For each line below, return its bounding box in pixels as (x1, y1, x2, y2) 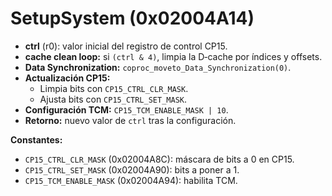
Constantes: (10, 133, 63, 146)
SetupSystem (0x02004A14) (10, 7, 255, 30)
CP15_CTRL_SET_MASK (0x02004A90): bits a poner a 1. (24, 163, 240, 176)
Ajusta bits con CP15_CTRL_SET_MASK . (39, 93, 187, 105)
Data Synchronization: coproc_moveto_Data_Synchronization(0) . (24, 61, 292, 73)
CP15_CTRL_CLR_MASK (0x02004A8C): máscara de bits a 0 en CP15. (24, 153, 295, 165)
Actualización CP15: (24, 72, 111, 84)
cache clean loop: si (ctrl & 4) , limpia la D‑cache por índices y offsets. (24, 50, 323, 62)
